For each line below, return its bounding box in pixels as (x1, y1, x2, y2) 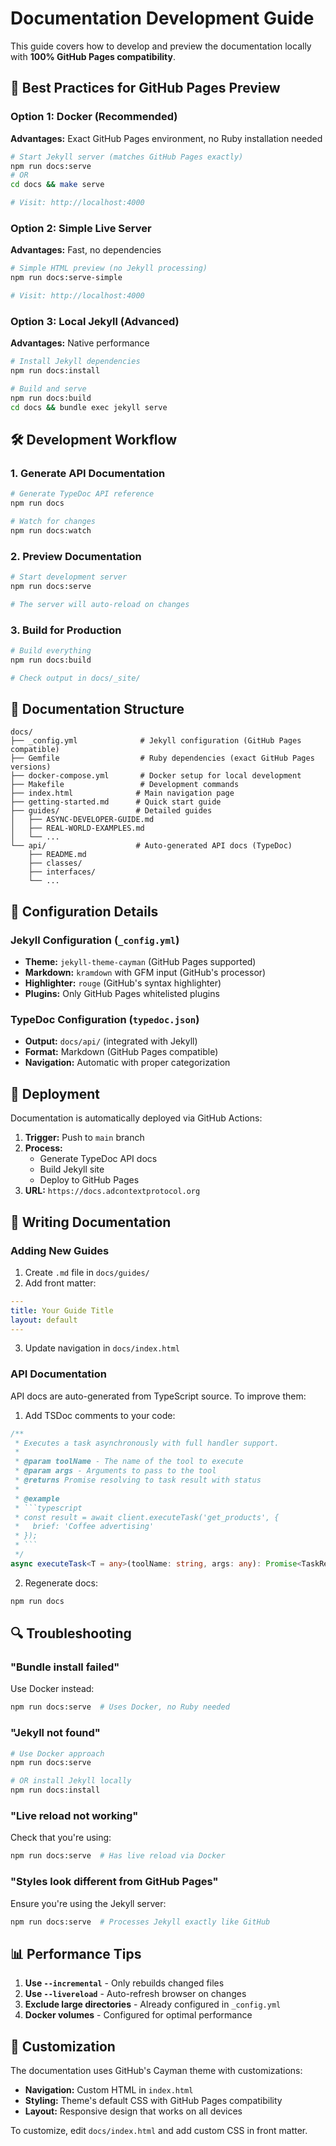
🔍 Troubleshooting (10, 1625, 132, 1642)
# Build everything (10, 646, 92, 656)
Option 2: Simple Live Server (10, 221, 152, 235)
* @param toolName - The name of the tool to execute (14, 1457, 244, 1467)
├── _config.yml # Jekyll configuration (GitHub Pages (10, 736, 302, 746)
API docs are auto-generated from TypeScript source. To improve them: (10, 1390, 307, 1402)
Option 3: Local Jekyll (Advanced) (10, 314, 180, 328)
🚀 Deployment (10, 1085, 100, 1102)
